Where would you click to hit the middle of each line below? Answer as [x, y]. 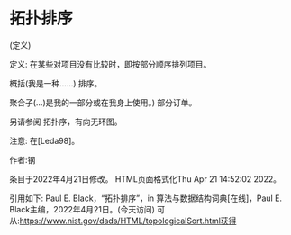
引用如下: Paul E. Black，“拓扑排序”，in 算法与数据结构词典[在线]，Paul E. [145, 198]
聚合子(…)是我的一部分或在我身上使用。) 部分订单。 [103, 102]
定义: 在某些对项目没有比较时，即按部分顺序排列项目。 [110, 64]
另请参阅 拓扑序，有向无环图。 [66, 122]
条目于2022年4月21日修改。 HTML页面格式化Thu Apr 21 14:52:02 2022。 [145, 179]
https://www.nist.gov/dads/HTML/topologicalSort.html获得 [128, 221]
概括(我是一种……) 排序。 [56, 83]
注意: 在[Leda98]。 [45, 140]
